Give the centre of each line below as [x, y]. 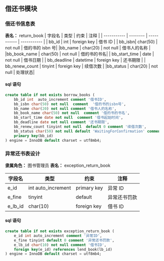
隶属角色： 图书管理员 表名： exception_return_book [58, 165]
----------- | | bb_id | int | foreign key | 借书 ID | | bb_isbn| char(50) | [89, 42]
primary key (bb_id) [34, 136]
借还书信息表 [20, 24]
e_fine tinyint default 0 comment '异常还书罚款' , [64, 240]
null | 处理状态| [20, 72]
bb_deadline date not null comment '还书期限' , [62, 122]
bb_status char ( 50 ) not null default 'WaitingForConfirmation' [80, 131]
